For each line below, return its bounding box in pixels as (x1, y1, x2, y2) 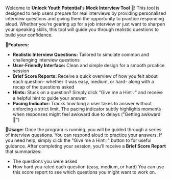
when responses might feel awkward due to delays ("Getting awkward (12, 111, 161, 117)
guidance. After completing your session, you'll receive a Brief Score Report (5, 143, 166, 149)
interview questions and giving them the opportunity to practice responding (5, 16, 164, 21)
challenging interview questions (12, 57, 80, 63)
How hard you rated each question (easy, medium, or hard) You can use (12, 164, 164, 170)
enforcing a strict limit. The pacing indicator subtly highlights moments (12, 106, 161, 112)
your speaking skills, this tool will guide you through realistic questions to (5, 26, 159, 33)
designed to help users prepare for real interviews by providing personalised (5, 10, 166, 16)
